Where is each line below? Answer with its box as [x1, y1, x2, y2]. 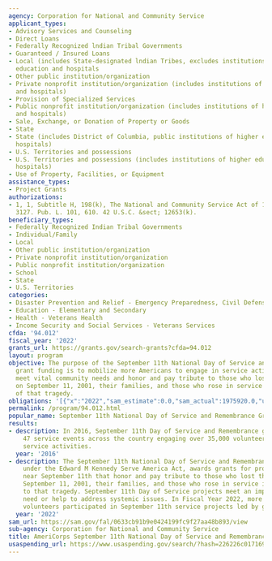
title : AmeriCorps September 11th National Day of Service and [8, 533, 227, 541]
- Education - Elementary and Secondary [8, 306, 147, 314]
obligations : [8, 397, 53, 405]
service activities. [23, 442, 92, 451]
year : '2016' [15, 450, 60, 458]
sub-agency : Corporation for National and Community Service [8, 525, 219, 533]
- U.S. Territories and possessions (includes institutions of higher [8, 155, 252, 163]
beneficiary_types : [8, 216, 74, 224]
